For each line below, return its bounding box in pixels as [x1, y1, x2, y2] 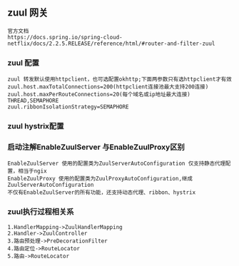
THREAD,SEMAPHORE [7, 97, 59, 105]
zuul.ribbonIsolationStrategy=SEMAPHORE [7, 103, 130, 111]
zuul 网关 [7, 6, 49, 19]
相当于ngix [17, 168, 48, 175]
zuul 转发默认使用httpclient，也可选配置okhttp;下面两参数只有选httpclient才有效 [7, 76, 232, 83]
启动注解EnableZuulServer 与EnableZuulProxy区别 [7, 142, 185, 152]
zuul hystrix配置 [7, 121, 64, 131]
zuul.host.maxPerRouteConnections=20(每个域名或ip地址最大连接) [7, 91, 190, 98]
